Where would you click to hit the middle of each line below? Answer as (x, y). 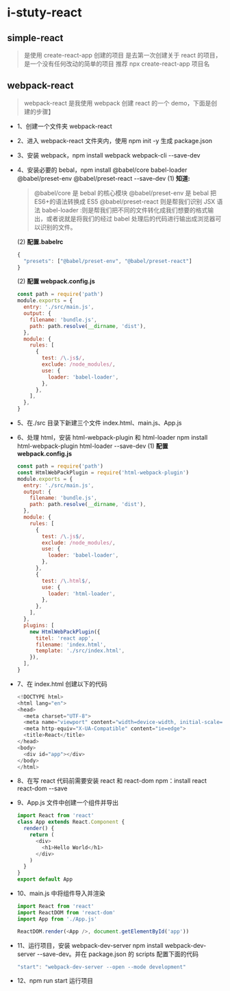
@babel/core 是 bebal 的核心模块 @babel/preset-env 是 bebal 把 (125, 192)
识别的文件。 (58, 227)
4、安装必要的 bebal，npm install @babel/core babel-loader (102, 170)
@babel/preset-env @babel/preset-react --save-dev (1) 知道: (103, 178)
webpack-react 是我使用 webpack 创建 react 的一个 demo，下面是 (117, 103)
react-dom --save (42, 788)
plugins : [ (39, 625)
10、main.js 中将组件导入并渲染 (61, 893)
